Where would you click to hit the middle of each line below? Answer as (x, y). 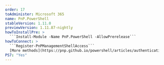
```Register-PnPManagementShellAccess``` (52, 46)
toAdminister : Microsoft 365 (35, 14)
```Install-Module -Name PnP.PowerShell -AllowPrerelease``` (73, 37)
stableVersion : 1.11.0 (28, 23)
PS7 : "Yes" (16, 55)
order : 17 (15, 10)
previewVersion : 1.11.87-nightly (39, 28)
